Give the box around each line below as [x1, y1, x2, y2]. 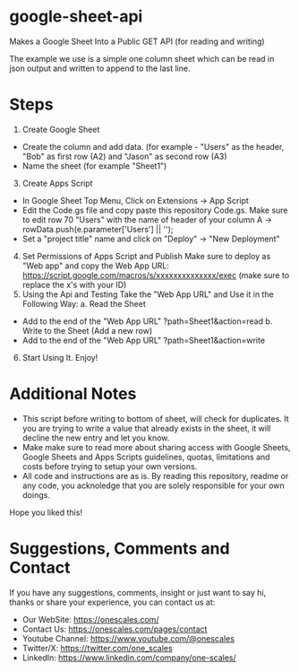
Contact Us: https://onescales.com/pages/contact [21, 624, 208, 634]
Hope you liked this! [9, 507, 83, 518]
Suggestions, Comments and [9, 538, 230, 558]
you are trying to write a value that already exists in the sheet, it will [21, 423, 271, 433]
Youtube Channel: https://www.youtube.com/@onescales [21, 633, 235, 643]
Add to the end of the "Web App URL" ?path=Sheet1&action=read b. [21, 316, 273, 327]
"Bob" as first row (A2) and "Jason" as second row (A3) [21, 151, 227, 161]
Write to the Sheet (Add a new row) [21, 325, 153, 336]
